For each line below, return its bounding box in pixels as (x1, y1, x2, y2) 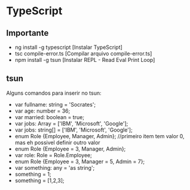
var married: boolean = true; (14, 113, 85, 120)
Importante (6, 28, 49, 38)
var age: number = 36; (14, 107, 71, 114)
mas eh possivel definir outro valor (14, 139, 100, 146)
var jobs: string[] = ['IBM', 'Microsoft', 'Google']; (14, 126, 133, 133)
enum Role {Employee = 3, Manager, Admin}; (14, 145, 126, 152)
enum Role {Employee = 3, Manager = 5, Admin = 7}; (14, 158, 145, 165)
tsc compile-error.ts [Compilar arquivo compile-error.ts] (14, 50, 152, 57)
